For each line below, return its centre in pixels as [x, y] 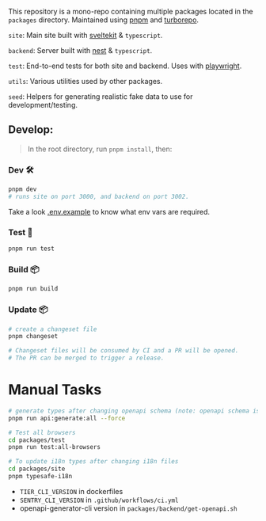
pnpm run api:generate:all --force [67, 418]
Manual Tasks [55, 390]
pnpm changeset [33, 337]
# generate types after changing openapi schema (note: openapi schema [129, 411]
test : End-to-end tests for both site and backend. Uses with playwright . [125, 66]
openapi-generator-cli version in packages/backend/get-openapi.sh [128, 508]
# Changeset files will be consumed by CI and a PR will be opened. [123, 351]
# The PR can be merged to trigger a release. [86, 358]
